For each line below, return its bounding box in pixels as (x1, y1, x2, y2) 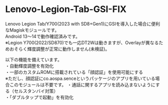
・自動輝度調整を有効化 (5, 63, 54, 69)
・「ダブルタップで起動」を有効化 (5, 94, 74, 100)
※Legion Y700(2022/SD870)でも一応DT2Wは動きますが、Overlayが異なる (5, 39, 159, 46)
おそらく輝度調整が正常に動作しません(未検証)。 (9, 46, 110, 52)
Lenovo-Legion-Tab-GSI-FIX (5, 4, 127, 15)
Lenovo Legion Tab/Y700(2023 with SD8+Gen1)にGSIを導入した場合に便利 (5, 21, 160, 27)
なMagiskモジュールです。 (5, 27, 59, 33)
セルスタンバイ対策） (14, 88, 58, 94)
